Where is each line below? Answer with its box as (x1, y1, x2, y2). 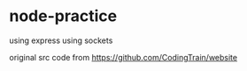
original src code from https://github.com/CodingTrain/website (9, 52, 237, 62)
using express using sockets (9, 35, 113, 46)
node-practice (9, 6, 118, 26)
